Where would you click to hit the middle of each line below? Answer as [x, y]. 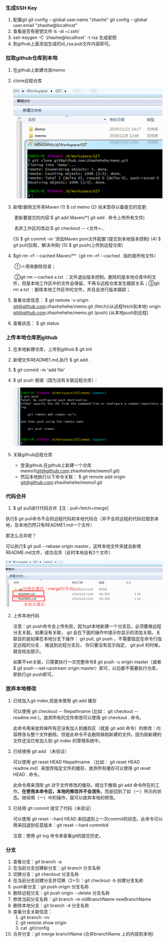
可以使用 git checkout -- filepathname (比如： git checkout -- [76, 711]
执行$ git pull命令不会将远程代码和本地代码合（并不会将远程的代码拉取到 [80, 519]
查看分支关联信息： [33, 911]
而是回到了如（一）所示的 [131, 791]
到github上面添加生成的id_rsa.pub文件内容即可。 [63, 44]
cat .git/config [35, 928]
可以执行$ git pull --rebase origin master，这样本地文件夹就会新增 [73, 546]
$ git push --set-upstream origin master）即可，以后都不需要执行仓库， [86, 668]
